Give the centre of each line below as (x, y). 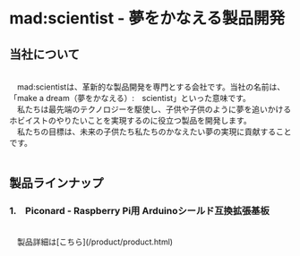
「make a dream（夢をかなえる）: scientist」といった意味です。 (130, 98)
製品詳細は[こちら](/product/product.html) (94, 242)
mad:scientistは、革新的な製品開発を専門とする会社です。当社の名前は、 (151, 87)
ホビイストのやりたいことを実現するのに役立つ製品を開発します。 (131, 120)
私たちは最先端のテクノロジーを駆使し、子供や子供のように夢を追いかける (154, 109)
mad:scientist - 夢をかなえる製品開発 (147, 18)
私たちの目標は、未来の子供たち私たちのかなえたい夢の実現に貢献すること (154, 132)
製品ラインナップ (56, 183)
